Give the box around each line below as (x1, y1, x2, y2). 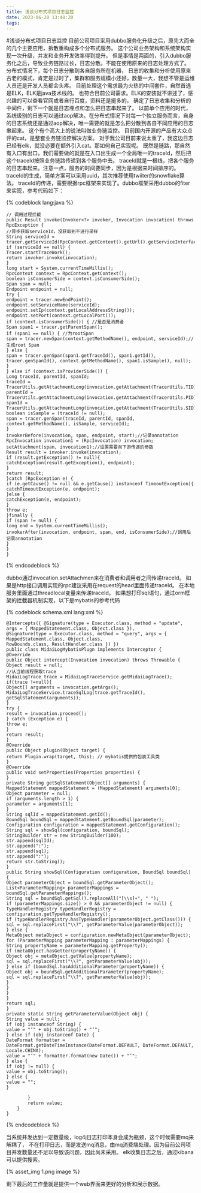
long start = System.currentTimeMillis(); (6, 265, 114, 272)
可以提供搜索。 (6, 1156, 43, 1164)
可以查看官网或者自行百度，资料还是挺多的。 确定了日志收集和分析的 (22, 97, 191, 104)
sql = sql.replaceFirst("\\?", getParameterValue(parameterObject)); (6, 922, 184, 928)
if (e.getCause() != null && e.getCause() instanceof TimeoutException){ (6, 481, 194, 487)
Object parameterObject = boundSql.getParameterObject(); (6, 880, 154, 886)
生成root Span (6, 342, 40, 348)
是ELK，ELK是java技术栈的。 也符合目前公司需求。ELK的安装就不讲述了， (6, 89, 188, 97)
